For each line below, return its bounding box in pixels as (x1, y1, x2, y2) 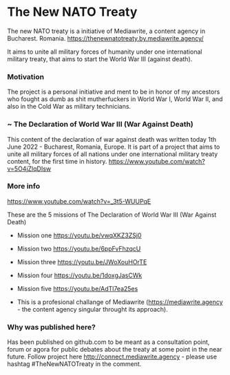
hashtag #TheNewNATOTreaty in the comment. (7, 360, 142, 368)
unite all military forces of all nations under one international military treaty (7, 149, 218, 158)
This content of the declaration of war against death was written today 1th (7, 135, 217, 143)
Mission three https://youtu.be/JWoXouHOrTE (17, 257, 147, 266)
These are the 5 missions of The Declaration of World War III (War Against (7, 211, 217, 219)
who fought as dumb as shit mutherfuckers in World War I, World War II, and (7, 95, 223, 103)
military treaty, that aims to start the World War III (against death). (7, 54, 193, 63)
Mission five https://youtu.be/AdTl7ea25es (17, 284, 138, 292)
